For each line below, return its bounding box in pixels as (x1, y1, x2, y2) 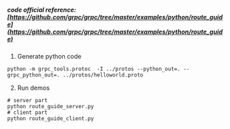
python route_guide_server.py (7, 103, 95, 110)
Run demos (17, 83, 50, 92)
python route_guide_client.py (7, 115, 95, 122)
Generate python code (17, 52, 82, 60)
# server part (7, 97, 48, 103)
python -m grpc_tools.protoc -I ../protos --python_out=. (7, 66, 181, 72)
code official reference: (7, 6, 77, 14)
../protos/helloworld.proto (62, 71, 144, 79)
